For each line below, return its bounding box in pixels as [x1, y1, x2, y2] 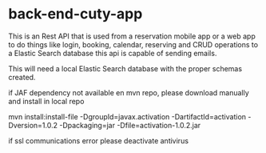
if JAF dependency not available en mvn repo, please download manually [8, 87, 249, 97]
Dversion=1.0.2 [8, 120, 58, 130]
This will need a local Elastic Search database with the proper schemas [8, 63, 242, 73]
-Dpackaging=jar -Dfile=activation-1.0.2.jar [59, 120, 201, 130]
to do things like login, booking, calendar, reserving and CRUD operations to [8, 39, 258, 49]
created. [8, 72, 36, 82]
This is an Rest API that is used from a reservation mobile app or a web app [8, 31, 256, 41]
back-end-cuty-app [8, 5, 143, 23]
